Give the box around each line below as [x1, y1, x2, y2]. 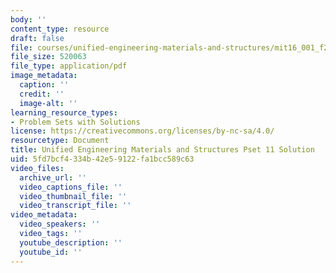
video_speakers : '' [19, 219, 101, 230]
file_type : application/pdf [10, 61, 128, 71]
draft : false [10, 33, 65, 43]
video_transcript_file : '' [19, 201, 132, 211]
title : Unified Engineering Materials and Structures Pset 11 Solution [10, 145, 315, 155]
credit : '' [19, 89, 65, 99]
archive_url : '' [19, 172, 87, 183]
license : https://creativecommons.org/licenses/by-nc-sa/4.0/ [10, 126, 275, 136]
